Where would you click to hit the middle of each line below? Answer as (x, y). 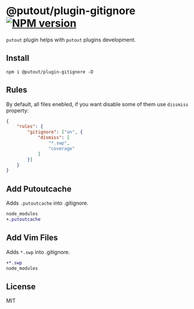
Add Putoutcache (39, 189)
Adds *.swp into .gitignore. (38, 252)
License (21, 286)
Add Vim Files (32, 238)
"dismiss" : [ (53, 138)
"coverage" (62, 149)
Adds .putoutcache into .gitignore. (47, 203)
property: (17, 110)
